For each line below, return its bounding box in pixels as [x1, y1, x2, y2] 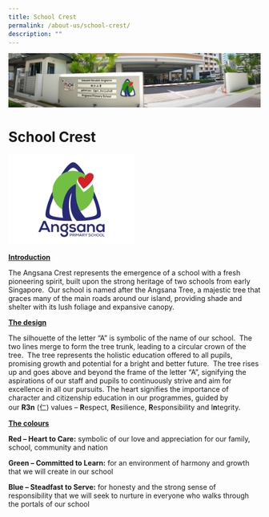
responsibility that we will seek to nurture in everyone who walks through [8, 491, 250, 501]
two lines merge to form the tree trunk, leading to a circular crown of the [8, 342, 247, 352]
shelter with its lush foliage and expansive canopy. [8, 302, 175, 312]
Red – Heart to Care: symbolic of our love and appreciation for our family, [8, 434, 251, 444]
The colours [8, 418, 50, 429]
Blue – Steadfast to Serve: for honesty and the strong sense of [8, 482, 216, 492]
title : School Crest [8, 13, 78, 21]
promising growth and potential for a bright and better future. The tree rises [8, 359, 259, 368]
